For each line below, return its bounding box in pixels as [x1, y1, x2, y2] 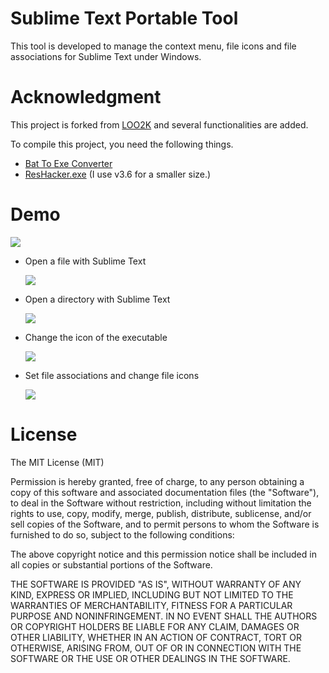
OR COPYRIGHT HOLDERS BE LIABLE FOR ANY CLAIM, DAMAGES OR [10, 620, 300, 632]
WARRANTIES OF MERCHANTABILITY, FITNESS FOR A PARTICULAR [10, 599, 293, 611]
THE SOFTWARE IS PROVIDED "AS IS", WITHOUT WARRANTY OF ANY [10, 578, 302, 590]
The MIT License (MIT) [10, 456, 105, 468]
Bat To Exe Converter [24, 157, 113, 169]
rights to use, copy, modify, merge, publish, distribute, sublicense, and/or [10, 507, 312, 519]
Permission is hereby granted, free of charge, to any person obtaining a [10, 475, 305, 487]
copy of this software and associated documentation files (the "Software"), [10, 486, 320, 498]
